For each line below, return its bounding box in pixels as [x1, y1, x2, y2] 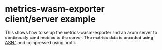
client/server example [5, 13, 96, 25]
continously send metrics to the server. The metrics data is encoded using [5, 35, 154, 40]
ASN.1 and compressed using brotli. [5, 39, 76, 45]
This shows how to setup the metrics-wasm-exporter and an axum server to [5, 29, 158, 35]
